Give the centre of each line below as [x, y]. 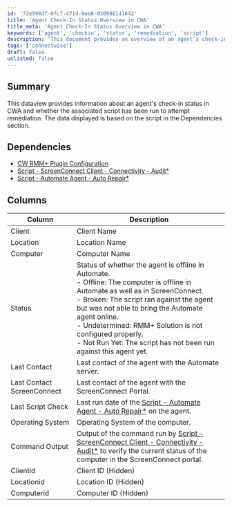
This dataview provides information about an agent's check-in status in [108, 103]
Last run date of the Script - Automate [138, 403]
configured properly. [110, 334]
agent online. [97, 317]
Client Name [97, 231]
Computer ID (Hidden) [113, 493]
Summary [29, 87]
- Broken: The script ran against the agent [145, 299]
